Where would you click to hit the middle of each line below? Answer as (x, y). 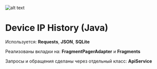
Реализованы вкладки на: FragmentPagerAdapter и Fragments (73, 51)
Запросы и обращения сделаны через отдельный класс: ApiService (79, 61)
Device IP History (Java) (57, 28)
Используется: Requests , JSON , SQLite (47, 41)
